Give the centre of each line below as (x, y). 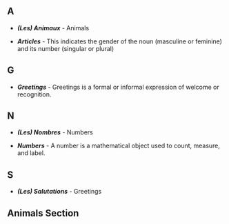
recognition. (34, 94)
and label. (31, 153)
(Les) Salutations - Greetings (59, 192)
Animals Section (43, 213)
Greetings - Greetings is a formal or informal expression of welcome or (118, 87)
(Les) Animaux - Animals (53, 28)
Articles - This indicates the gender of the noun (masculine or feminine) (120, 41)
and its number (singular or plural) (66, 48)
